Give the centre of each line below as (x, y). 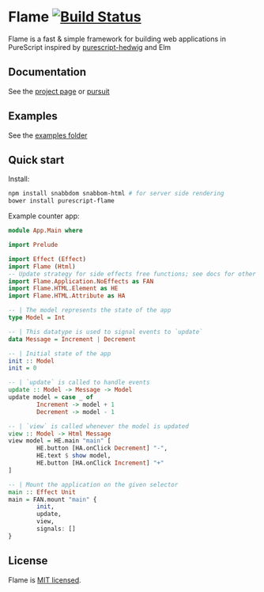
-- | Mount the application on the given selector (93, 484)
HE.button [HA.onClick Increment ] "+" (100, 463)
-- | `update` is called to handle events (79, 383)
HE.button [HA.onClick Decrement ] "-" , (102, 448)
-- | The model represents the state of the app (90, 310)
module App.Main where (45, 231)
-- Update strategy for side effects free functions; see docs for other (132, 274)
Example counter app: (44, 216)
